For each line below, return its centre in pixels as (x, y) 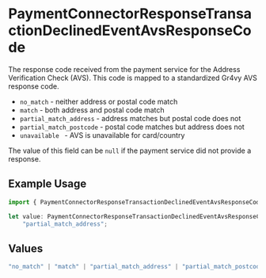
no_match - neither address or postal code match (99, 101)
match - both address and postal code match (92, 110)
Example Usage (47, 184)
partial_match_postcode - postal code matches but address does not (132, 127)
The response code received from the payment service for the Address (124, 69)
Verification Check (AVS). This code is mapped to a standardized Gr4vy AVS (133, 78)
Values (26, 248)
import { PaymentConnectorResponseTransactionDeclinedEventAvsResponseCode (136, 202)
